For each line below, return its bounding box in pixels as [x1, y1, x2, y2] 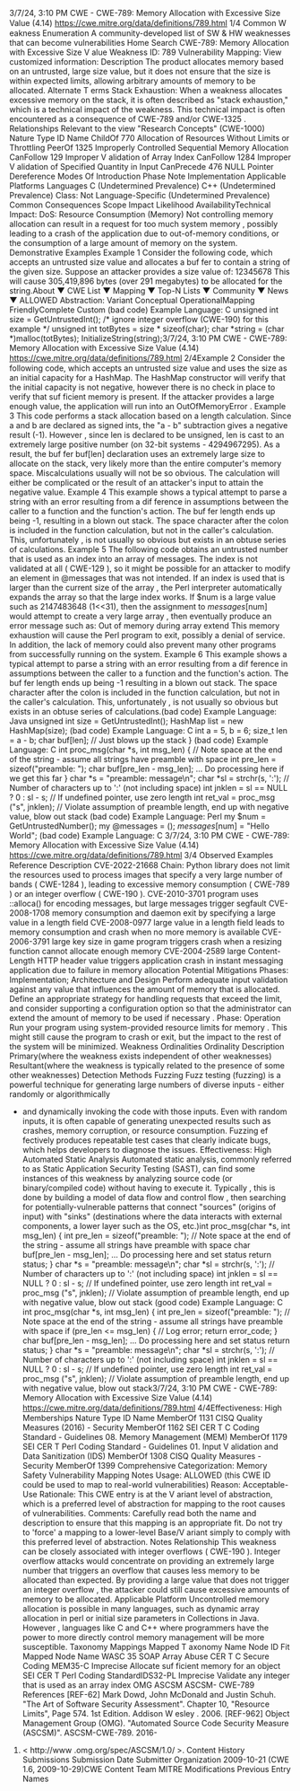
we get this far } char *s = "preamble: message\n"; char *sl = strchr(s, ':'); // [9, 773, 289, 784]
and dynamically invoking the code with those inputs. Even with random [21, 1106, 288, 1117]
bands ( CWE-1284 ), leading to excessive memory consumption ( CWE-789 [9, 879, 290, 890]
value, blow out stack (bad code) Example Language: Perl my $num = [9, 812, 267, 821]
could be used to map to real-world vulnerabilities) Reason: [21, 1479, 242, 1489]
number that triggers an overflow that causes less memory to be [21, 1566, 261, 1576]
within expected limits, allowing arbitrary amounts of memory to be [9, 75, 256, 86]
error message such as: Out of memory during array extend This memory [9, 620, 280, 631]
